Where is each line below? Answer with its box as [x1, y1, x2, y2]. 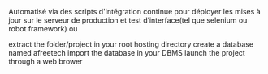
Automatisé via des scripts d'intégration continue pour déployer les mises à [8, 7, 262, 16]
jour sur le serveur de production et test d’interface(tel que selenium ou [8, 15, 248, 25]
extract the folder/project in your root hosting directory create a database [8, 39, 254, 49]
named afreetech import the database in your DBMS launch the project [8, 48, 245, 57]
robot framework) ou [8, 24, 78, 33]
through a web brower [8, 56, 83, 66]
